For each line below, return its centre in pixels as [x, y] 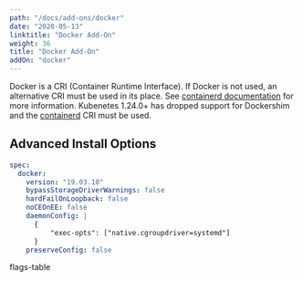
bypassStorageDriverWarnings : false [96, 191]
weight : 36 [30, 43]
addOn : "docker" [40, 60]
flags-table [30, 267]
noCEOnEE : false [57, 208]
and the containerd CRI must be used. [81, 115]
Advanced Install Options [83, 144]
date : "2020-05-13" [47, 26]
